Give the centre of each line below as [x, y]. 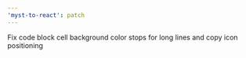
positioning [25, 45]
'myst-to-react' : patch [46, 15]
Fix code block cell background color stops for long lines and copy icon [123, 37]
